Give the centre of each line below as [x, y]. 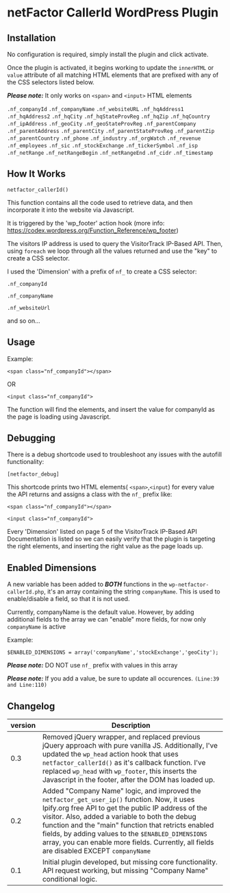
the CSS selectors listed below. [51, 82]
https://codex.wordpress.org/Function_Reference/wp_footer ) [93, 230]
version [23, 726]
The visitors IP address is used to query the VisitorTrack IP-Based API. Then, [115, 243]
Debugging [31, 438]
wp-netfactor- [189, 585]
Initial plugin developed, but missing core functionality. [130, 862]
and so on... [24, 321]
